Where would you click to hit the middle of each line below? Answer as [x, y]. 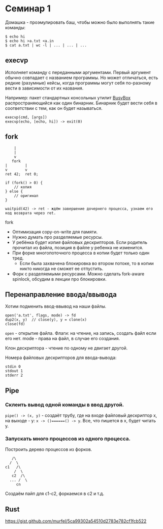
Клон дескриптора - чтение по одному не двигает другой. [66, 348]
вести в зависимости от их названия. [44, 88]
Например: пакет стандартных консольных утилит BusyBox [68, 97]
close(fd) [15, 324]
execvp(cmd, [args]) [26, 117]
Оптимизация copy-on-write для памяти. [55, 232]
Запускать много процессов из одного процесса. [68, 439]
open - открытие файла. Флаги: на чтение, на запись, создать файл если [81, 333]
